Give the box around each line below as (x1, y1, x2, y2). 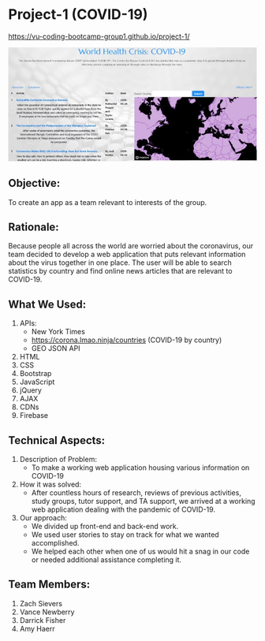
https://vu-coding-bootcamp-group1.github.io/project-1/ (8, 32, 190, 41)
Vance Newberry (19, 607, 75, 617)
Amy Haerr (19, 624, 55, 633)
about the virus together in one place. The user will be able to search (8, 258, 233, 267)
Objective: (8, 177, 61, 190)
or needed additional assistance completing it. (31, 555, 182, 565)
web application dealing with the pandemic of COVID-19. (31, 505, 215, 514)
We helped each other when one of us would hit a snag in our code (31, 546, 250, 557)
